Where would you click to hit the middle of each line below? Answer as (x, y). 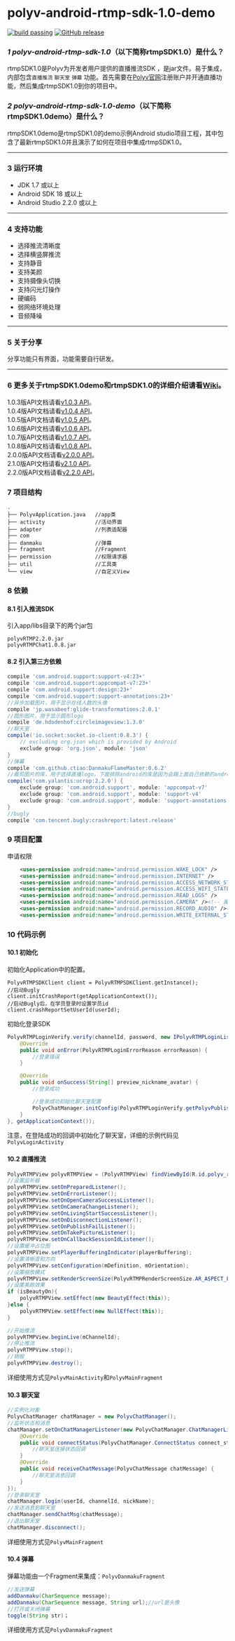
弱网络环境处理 (39, 307)
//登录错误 (46, 1057)
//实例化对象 (23, 1410)
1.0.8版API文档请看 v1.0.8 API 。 (51, 446)
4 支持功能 (25, 229)
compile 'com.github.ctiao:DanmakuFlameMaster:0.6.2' (87, 768)
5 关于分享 (25, 343)
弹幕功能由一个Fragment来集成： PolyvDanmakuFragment (86, 1576)
